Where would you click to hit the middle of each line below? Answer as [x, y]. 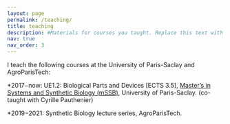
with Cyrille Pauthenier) [60, 100]
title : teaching [30, 26]
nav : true [21, 39]
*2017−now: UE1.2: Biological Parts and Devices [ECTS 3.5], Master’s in [109, 85]
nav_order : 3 [26, 45]
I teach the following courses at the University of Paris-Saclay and [101, 65]
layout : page [26, 13]
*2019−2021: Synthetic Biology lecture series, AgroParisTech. [95, 113]
